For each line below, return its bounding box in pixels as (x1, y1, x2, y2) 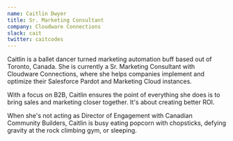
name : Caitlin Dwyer (7, 10, 67, 17)
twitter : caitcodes (7, 36, 64, 43)
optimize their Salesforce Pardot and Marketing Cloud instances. (7, 77, 193, 85)
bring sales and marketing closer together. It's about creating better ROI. (7, 98, 215, 106)
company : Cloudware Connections (7, 23, 101, 30)
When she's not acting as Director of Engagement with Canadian (7, 112, 193, 120)
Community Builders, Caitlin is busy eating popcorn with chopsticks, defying (7, 119, 227, 127)
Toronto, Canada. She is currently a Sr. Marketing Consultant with (7, 63, 195, 71)
